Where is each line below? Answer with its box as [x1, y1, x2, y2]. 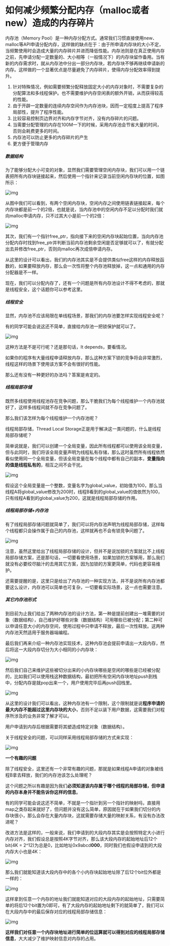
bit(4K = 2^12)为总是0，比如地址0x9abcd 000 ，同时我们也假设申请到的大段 [5, 842, 162, 848]
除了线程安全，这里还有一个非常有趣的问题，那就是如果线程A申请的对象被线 [5, 765, 163, 771]
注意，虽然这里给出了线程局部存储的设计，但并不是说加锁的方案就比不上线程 [5, 548, 165, 554]
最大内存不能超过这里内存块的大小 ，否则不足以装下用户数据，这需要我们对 [5, 706, 160, 712]
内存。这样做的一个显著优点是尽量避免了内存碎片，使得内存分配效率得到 [5, 66, 156, 72]
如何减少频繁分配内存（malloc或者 [5, 5, 149, 16]
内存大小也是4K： [5, 848, 42, 854]
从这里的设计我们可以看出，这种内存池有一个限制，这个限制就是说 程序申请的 [5, 700, 165, 706]
